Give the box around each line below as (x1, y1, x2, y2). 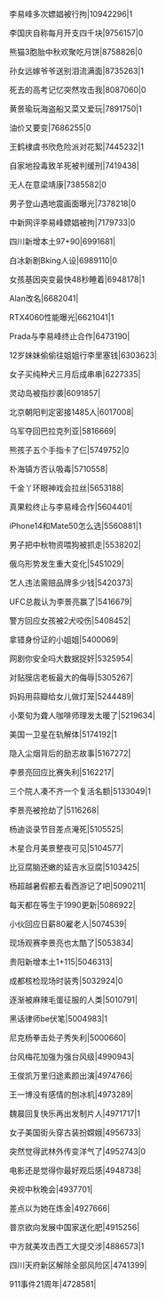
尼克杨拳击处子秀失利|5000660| (9, 1032, 127, 1043)
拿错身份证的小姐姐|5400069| (9, 634, 119, 645)
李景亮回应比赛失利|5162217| (9, 767, 115, 777)
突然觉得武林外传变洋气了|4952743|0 (9, 1146, 146, 1156)
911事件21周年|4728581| (9, 1279, 97, 1289)
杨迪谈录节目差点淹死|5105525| (9, 824, 124, 834)
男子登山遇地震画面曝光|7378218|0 (9, 198, 136, 209)
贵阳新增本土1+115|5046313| (9, 956, 113, 967)
